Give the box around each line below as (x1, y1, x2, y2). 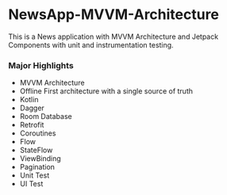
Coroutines (19, 128, 56, 138)
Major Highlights (8, 59, 74, 71)
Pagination (19, 162, 56, 172)
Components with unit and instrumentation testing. (8, 40, 174, 49)
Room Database (19, 112, 73, 121)
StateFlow (19, 145, 53, 155)
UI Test (19, 179, 44, 189)
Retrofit (19, 120, 44, 130)
